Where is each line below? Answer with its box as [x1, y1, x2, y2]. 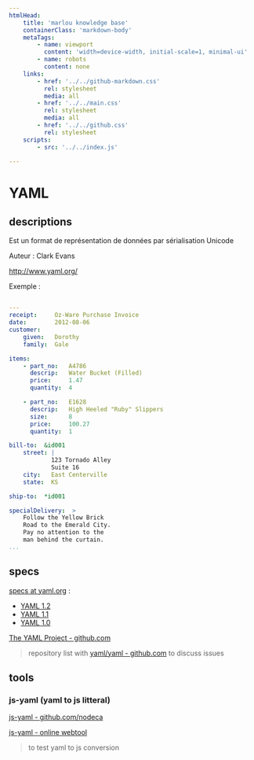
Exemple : [9, 282, 42, 291]
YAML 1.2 [20, 601, 51, 611]
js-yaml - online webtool [9, 728, 88, 737]
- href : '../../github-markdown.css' [37, 77, 160, 85]
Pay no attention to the [23, 529, 104, 537]
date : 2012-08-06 [9, 319, 90, 327]
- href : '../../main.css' [37, 99, 122, 107]
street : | [23, 449, 56, 457]
